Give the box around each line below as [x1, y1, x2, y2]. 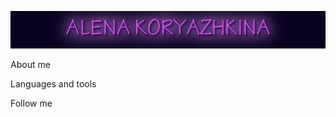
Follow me [10, 97, 53, 109]
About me [10, 58, 51, 70]
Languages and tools [10, 77, 97, 90]
